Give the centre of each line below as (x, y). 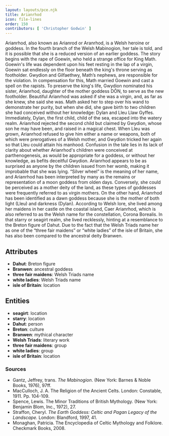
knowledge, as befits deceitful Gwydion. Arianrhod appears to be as (76, 161)
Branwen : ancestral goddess (43, 269)
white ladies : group (33, 350)
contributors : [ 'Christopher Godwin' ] (48, 29)
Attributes (21, 252)
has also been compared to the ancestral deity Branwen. (64, 236)
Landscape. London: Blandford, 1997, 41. (55, 418)
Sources (16, 369)
